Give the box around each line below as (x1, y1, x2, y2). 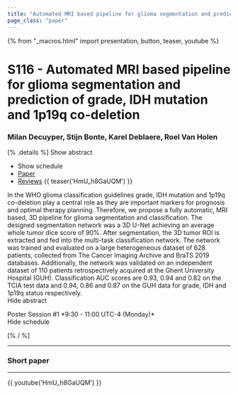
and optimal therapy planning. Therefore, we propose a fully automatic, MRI (7, 205, 228, 214)
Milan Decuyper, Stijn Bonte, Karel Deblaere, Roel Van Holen (7, 132, 218, 142)
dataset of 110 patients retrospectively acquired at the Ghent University (7, 266, 215, 274)
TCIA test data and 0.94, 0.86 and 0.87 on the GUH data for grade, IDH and (7, 281, 227, 290)
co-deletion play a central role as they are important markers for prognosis (7, 198, 225, 207)
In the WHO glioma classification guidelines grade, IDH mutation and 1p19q (7, 190, 225, 199)
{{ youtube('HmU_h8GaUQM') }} (7, 378, 102, 387)
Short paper (7, 356, 50, 366)
